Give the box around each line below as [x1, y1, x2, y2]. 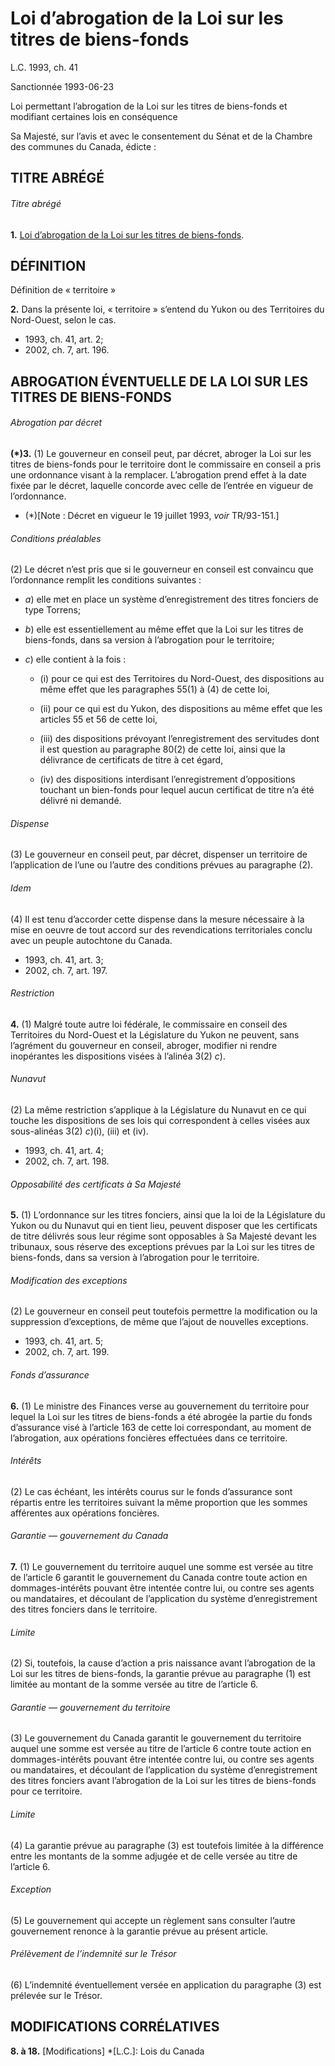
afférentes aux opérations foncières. [10, 1507, 160, 1519]
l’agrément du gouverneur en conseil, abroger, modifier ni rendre [10, 1039, 278, 1051]
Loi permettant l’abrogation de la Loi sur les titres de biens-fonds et [10, 100, 288, 112]
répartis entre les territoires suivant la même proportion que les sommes [10, 1496, 308, 1508]
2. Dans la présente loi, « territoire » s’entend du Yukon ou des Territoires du [10, 303, 325, 316]
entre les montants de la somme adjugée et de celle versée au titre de [10, 1850, 298, 1862]
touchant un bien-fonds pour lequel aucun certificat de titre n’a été [39, 784, 315, 796]
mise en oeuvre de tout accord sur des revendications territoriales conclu [10, 923, 313, 936]
